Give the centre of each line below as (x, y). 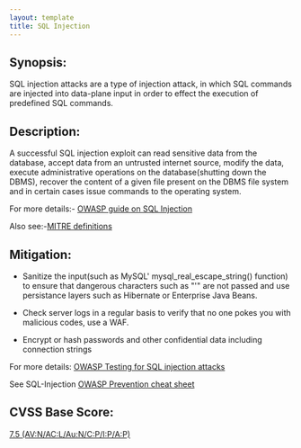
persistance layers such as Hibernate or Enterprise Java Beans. (140, 295)
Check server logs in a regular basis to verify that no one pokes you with (157, 312)
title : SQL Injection (50, 26)
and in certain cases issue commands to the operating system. (125, 192)
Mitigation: (40, 254)
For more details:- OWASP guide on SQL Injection (101, 209)
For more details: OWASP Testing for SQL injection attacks (117, 366)
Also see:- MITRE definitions (61, 227)
